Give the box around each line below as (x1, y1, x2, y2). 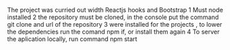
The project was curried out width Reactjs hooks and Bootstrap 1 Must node (7, 6, 223, 14)
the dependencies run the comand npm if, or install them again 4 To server (7, 27, 220, 36)
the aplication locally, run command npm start (7, 35, 137, 43)
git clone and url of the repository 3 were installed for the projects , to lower (7, 21, 222, 28)
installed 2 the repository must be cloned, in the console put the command (7, 13, 219, 21)
